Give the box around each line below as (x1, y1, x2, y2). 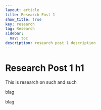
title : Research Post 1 (5, 12, 56, 17)
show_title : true (5, 17, 42, 22)
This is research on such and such (5, 79, 77, 85)
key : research (5, 21, 35, 27)
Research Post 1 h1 (5, 62, 84, 74)
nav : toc (10, 36, 28, 41)
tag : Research (5, 26, 35, 31)
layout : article (5, 7, 39, 13)
